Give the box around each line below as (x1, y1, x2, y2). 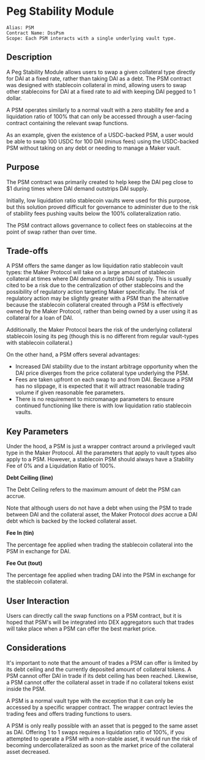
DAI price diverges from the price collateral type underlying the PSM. (15, 369, 190, 377)
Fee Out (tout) (6, 559, 43, 567)
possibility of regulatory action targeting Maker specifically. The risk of (6, 288, 185, 296)
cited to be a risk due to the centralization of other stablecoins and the (6, 282, 184, 289)
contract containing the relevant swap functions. (6, 119, 129, 126)
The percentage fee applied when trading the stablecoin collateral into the (6, 541, 193, 548)
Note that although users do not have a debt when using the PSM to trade (6, 504, 192, 512)
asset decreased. (6, 748, 50, 755)
